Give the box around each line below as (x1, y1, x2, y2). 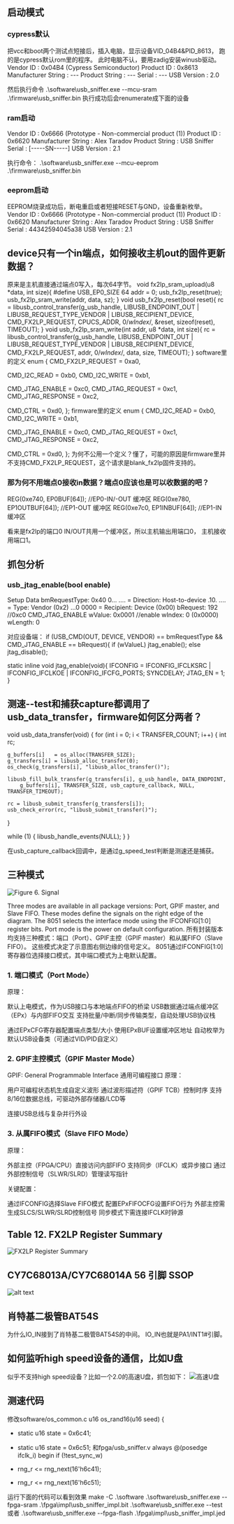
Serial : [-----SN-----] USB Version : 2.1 (7, 144, 121, 152)
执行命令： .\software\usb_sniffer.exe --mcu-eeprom (7, 158, 159, 166)
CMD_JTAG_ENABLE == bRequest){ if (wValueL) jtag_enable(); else (7, 641, 201, 649)
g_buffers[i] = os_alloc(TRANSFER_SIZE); (7, 751, 136, 758)
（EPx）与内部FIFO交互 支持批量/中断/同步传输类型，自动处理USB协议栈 (7, 1011, 216, 1019)
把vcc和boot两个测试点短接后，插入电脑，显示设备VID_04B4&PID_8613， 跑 (7, 46, 226, 55)
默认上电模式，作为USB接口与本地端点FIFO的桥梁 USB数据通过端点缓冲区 (7, 1002, 219, 1011)
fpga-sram (7, 1500, 38, 1509)
